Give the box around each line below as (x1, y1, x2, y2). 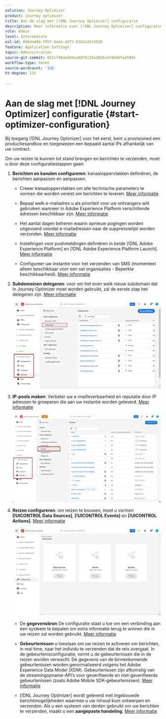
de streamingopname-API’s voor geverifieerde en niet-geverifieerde (19, 672, 158, 678)
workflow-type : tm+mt (5, 60, 50, 65)
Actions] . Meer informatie (12, 518, 66, 524)
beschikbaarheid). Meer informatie (19, 271, 90, 277)
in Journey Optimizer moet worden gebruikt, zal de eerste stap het (12, 286, 148, 292)
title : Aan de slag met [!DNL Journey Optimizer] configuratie (5, 18, 138, 23)
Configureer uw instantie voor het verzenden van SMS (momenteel (19, 260, 156, 266)
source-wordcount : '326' (5, 65, 56, 70)
